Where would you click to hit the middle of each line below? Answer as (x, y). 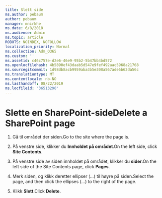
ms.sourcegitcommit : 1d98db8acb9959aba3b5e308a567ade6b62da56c (72, 70)
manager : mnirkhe (23, 24)
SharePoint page (40, 123)
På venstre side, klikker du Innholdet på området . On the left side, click (85, 146)
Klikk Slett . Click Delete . (37, 191)
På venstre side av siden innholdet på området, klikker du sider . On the (84, 161)
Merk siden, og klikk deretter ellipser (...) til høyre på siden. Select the (83, 176)
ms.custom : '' (20, 56)
